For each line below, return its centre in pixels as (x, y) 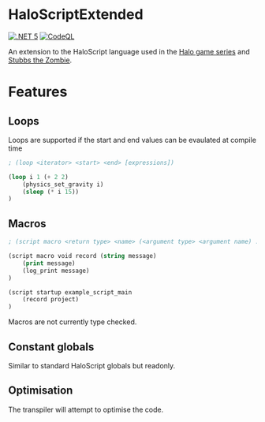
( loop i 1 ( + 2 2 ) (38, 177)
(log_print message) (56, 271)
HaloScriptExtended (76, 15)
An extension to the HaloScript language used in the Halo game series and (129, 51)
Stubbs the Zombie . (40, 60)
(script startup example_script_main (70, 292)
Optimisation (41, 391)
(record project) (51, 300)
